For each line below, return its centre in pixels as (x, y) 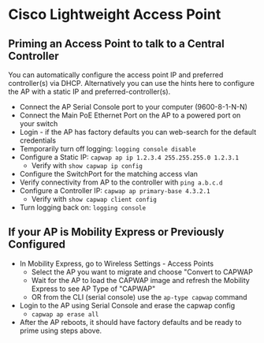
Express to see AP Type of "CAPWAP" (93, 289)
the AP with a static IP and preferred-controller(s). (89, 91)
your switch (39, 123)
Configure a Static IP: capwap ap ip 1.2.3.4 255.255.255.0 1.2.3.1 (129, 157)
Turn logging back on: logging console (83, 207)
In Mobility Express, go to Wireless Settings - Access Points (117, 263)
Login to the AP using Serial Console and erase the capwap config (127, 305)
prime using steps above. (61, 330)
